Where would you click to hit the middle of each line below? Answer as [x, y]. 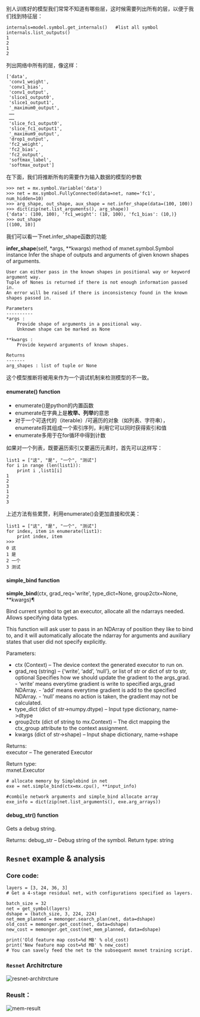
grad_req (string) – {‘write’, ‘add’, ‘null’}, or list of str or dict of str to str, [101, 671]
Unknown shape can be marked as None [64, 329]
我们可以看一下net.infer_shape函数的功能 [57, 236]
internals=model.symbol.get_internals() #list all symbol [82, 27]
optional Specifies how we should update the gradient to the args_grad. [102, 678]
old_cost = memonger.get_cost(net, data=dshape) [68, 925]
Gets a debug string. [31, 828]
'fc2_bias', [24, 149]
